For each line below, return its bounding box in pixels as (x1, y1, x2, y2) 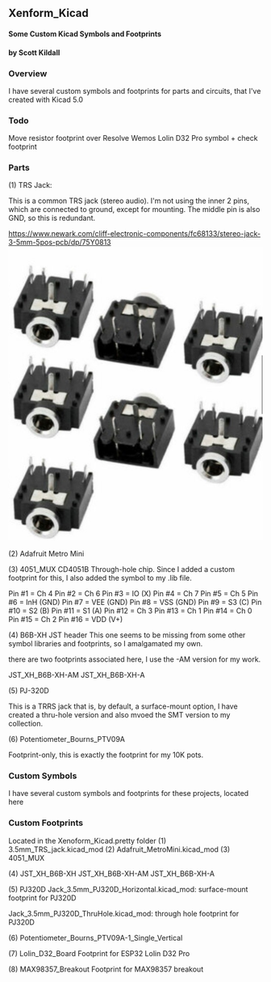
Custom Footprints (8, 817, 84, 828)
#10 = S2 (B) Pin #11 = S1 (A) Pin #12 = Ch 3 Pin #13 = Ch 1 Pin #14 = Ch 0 (8, 606, 252, 616)
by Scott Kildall (8, 48, 60, 57)
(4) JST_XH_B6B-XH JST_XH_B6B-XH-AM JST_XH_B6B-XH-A (8, 869, 215, 878)
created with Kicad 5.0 (8, 95, 83, 104)
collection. (8, 719, 44, 728)
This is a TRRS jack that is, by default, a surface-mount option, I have (8, 701, 238, 711)
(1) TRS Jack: (8, 180, 52, 190)
